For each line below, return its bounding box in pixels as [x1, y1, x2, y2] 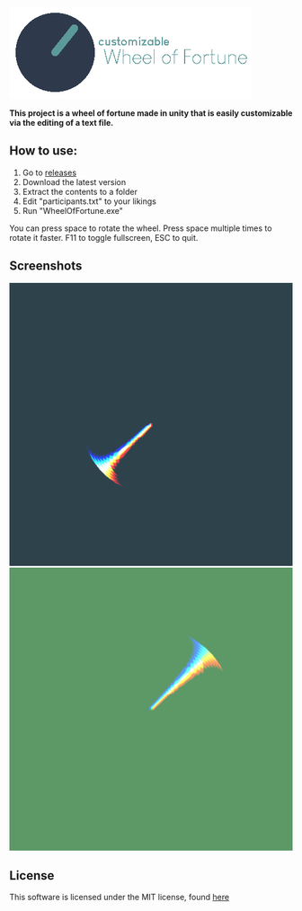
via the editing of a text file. [9, 118, 114, 128]
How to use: [9, 143, 78, 159]
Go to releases [22, 167, 77, 178]
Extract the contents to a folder [22, 186, 138, 197]
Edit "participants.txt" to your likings [22, 196, 157, 207]
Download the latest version [22, 176, 127, 187]
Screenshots [9, 259, 83, 274]
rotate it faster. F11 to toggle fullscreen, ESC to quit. [9, 232, 199, 243]
